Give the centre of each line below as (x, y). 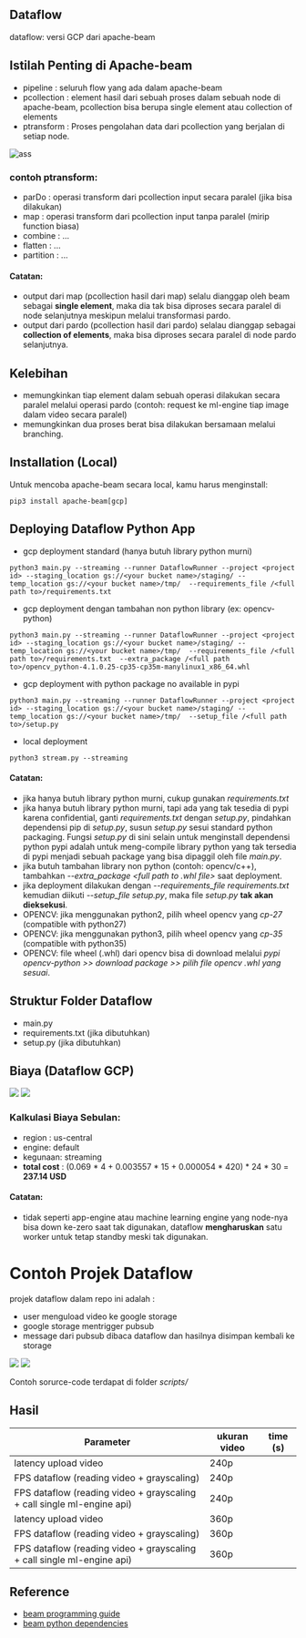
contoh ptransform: (54, 177)
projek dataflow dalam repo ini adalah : (82, 1298)
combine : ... (46, 235)
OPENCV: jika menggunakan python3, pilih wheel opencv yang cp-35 (153, 934)
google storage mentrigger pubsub (88, 1326)
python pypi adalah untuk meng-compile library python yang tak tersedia (159, 846)
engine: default (51, 1147)
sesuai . (36, 972)
